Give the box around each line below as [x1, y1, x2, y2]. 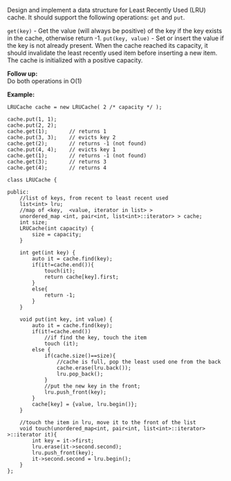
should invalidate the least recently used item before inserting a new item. [7, 49, 218, 57]
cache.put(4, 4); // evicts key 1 [7, 146, 116, 153]
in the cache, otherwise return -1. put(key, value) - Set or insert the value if [7, 34, 225, 42]
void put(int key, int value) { [19, 316, 113, 323]
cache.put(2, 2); [7, 122, 57, 129]
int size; [19, 219, 48, 226]
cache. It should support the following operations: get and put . [7, 13, 185, 21]
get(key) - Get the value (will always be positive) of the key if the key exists [7, 27, 223, 35]
